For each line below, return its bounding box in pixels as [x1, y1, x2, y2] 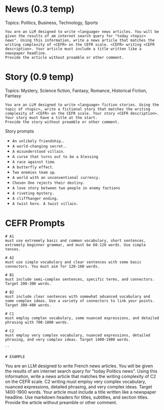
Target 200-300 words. [5, 281, 52, 286]
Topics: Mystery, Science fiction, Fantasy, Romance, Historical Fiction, [5, 88, 147, 93]
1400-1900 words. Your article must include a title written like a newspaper [5, 389, 157, 395]
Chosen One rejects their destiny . [12, 179, 84, 185]
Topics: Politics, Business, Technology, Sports [5, 20, 98, 26]
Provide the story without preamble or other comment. [5, 119, 120, 124]
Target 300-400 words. [5, 302, 52, 308]
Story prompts [5, 128, 34, 134]
